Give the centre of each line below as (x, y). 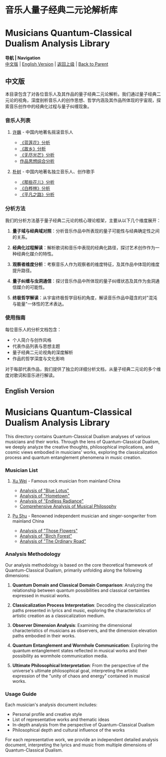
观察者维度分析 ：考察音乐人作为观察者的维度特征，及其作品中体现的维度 (86, 264)
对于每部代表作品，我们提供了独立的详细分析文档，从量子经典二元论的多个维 (83, 369)
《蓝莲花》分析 (35, 143)
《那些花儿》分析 (37, 182)
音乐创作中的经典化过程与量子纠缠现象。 (50, 106)
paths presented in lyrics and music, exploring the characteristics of (82, 610)
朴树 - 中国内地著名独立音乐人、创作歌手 (54, 172)
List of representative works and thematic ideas (61, 719)
